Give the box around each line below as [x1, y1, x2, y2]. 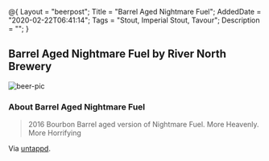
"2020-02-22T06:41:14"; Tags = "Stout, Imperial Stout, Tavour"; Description [8, 15, 260, 25]
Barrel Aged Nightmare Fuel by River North [8, 47, 227, 61]
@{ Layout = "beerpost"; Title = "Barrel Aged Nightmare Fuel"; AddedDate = [8, 7, 262, 16]
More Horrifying [27, 128, 82, 138]
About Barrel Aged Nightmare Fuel [8, 101, 146, 112]
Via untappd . [8, 144, 51, 154]
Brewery [8, 60, 52, 73]
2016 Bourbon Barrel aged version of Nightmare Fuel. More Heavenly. [27, 120, 259, 130]
